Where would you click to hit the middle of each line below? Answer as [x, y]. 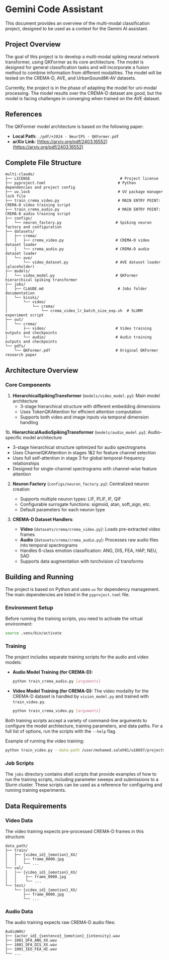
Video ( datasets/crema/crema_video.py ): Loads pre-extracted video [90, 529]
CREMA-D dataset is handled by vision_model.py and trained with [81, 697]
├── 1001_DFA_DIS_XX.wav [31, 945]
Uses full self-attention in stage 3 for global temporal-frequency [79, 458]
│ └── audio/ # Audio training [78, 337]
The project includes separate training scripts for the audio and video [77, 657]
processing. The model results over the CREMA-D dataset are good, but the [83, 93]
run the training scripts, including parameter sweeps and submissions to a [82, 780]
